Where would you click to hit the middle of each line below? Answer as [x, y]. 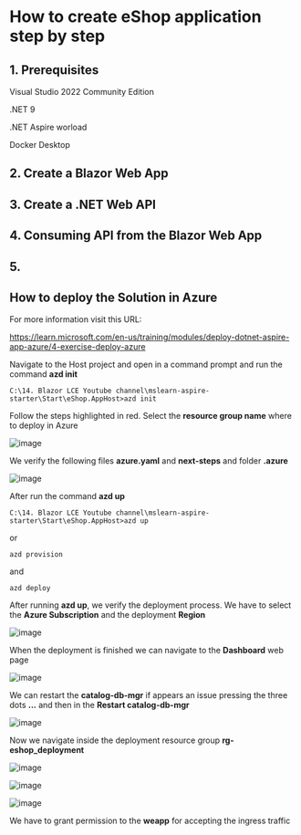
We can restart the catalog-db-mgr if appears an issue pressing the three [149, 695]
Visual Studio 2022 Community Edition [82, 92]
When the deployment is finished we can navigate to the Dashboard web [147, 651]
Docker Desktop [40, 145]
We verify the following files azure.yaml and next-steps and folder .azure [149, 461]
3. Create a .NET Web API [83, 204]
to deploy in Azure [44, 425]
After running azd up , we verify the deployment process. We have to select [150, 605]
